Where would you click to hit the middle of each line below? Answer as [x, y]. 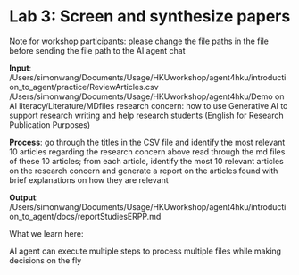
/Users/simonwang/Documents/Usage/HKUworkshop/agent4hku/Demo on [147, 96]
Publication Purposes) [50, 125]
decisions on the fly [46, 260]
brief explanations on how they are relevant [89, 179]
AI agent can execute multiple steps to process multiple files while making [145, 251]
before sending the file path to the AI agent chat [97, 50]
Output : [24, 197]
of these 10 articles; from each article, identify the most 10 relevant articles [146, 161]
